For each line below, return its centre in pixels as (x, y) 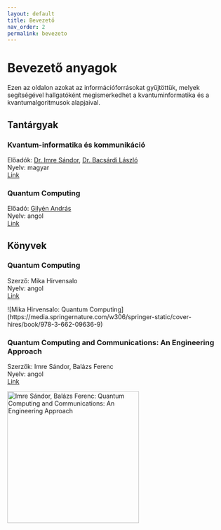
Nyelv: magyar (28, 167)
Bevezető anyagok (62, 68)
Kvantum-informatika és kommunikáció (76, 145)
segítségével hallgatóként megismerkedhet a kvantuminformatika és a (108, 95)
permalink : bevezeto (38, 33)
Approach (25, 351)
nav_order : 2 (26, 27)
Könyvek (27, 246)
